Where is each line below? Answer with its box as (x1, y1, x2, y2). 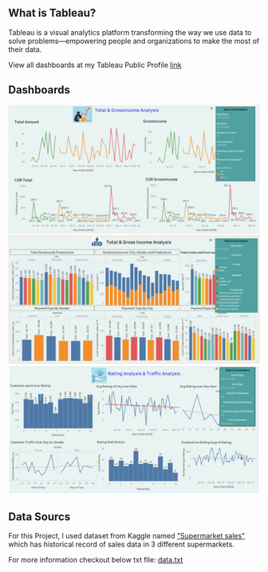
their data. (8, 44, 42, 54)
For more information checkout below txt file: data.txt (8, 555, 183, 565)
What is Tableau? (8, 6, 97, 20)
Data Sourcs (8, 510, 71, 523)
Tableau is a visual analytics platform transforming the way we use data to (8, 27, 252, 37)
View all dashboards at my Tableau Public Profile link (8, 60, 182, 70)
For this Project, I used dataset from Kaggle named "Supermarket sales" (8, 531, 246, 541)
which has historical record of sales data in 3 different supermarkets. (8, 539, 235, 550)
